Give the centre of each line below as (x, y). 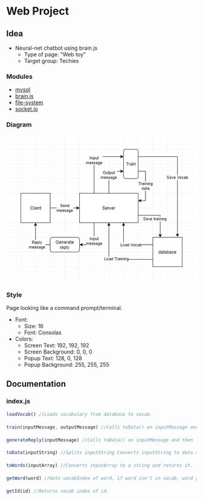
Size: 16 (34, 326)
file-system (29, 103)
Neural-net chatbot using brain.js (56, 48)
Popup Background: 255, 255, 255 (67, 365)
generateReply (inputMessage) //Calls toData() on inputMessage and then (100, 440)
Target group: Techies (51, 61)
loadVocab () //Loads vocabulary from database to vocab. (79, 415)
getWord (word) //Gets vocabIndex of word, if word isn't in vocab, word (100, 478)
